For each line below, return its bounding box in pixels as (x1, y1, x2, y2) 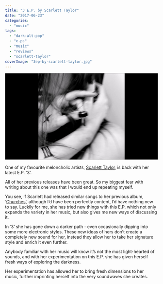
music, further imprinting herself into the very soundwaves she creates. (5, 273, 148, 279)
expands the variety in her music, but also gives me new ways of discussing (5, 209, 157, 215)
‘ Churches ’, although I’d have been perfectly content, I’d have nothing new (5, 198, 154, 204)
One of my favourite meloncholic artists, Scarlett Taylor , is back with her (5, 164, 149, 170)
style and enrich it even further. (5, 239, 68, 245)
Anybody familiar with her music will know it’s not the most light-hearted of (5, 248, 155, 254)
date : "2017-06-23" (5, 13, 45, 18)
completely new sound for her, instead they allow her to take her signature (5, 234, 154, 240)
